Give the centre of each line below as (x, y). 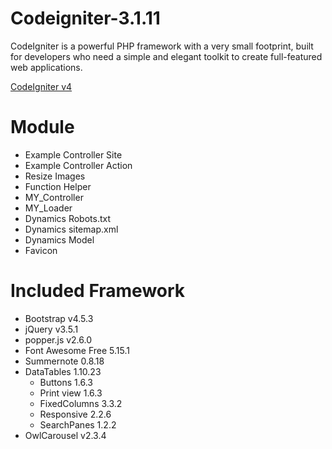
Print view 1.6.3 (71, 393)
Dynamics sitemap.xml (71, 229)
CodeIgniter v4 (41, 86)
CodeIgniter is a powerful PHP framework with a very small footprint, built (162, 46)
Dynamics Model (59, 239)
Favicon (41, 250)
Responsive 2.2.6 (75, 414)
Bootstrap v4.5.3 (59, 318)
